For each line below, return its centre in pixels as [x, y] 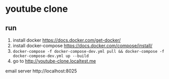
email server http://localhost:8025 [41, 71]
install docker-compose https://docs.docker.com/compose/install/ [82, 46]
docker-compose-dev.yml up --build [51, 56]
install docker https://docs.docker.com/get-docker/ [67, 40]
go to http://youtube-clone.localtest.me [54, 61]
